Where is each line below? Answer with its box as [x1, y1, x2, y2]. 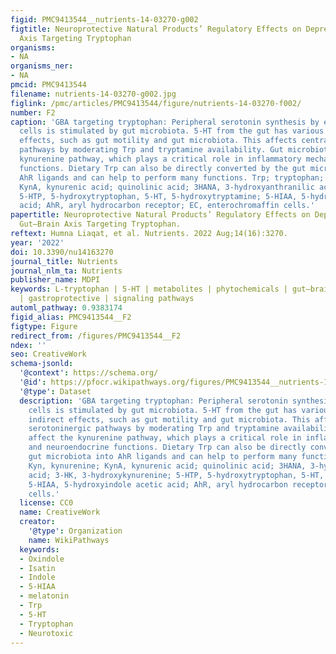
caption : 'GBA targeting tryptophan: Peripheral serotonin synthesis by [10, 117, 320, 127]
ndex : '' [10, 340, 47, 350]
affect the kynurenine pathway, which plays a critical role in [28, 433, 302, 443]
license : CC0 [19, 498, 74, 508]
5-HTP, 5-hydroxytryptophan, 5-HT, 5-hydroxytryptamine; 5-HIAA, [19, 191, 298, 201]
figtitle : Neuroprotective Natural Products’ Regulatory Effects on [10, 24, 302, 34]
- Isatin [19, 563, 56, 573]
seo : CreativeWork [10, 349, 87, 360]
